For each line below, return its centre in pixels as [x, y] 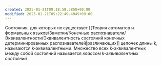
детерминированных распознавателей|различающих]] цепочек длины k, [81, 43]
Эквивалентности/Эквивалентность [43, 38]
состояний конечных [103, 38]
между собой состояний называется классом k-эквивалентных [72, 53]
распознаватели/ [108, 33]
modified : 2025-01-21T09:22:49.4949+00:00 [49, 14]
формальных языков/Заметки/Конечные [47, 33]
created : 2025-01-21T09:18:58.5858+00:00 [48, 9]
